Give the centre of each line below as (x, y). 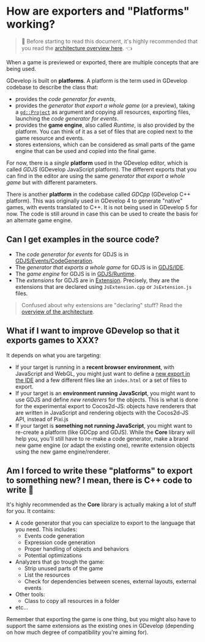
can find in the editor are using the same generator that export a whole (96, 176)
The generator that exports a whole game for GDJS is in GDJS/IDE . (100, 267)
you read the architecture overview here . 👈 (77, 48)
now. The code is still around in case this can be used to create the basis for (102, 214)
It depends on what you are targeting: (54, 355)
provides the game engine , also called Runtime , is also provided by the (105, 125)
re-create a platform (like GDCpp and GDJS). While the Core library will (105, 432)
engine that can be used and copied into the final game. (86, 151)
